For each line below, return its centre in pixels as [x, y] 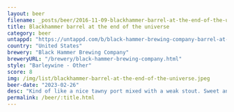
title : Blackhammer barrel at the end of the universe [88, 26]
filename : [22, 20]
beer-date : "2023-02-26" [43, 85]
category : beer [29, 33]
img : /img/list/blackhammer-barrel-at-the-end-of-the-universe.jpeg [109, 78]
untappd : [20, 40]
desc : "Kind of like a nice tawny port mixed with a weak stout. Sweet [113, 91]
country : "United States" [45, 46]
